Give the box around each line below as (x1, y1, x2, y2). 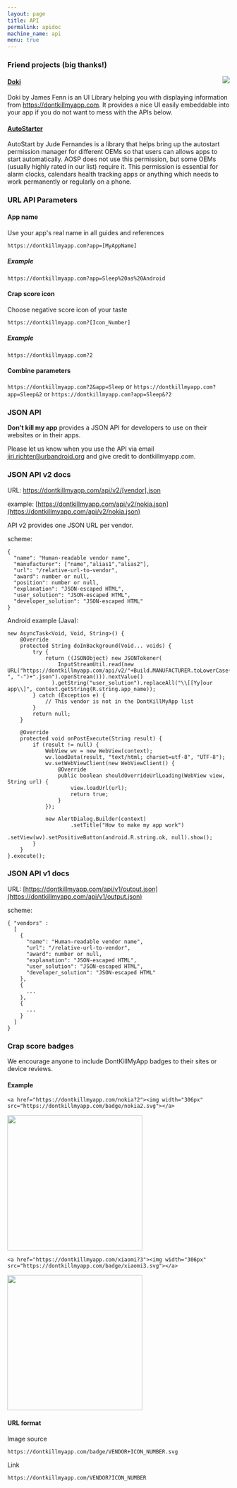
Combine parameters (7, 367, 71, 375)
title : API (7, 17, 39, 24)
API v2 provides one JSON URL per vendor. (7, 521, 134, 529)
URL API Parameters (7, 195, 78, 205)
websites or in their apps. (7, 431, 81, 439)
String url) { (7, 778, 49, 785)
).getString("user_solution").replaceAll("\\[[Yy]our (51, 679, 213, 686)
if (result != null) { (32, 741, 99, 748)
